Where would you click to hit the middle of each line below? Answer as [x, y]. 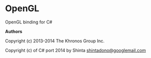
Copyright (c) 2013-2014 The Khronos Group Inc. [55, 41]
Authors [14, 31]
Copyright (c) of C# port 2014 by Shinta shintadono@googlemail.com [75, 50]
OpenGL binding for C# [29, 22]
